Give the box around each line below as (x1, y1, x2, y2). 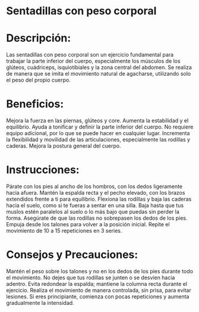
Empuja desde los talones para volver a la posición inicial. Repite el (6, 221, 170, 227)
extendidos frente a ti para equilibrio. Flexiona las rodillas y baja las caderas (6, 195, 192, 202)
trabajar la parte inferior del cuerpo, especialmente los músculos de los (6, 58, 181, 65)
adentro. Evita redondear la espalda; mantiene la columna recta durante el (6, 280, 188, 287)
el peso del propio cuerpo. (6, 76, 71, 84)
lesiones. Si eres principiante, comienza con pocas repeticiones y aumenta (6, 293, 189, 300)
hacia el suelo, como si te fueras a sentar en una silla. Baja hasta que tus (6, 202, 184, 209)
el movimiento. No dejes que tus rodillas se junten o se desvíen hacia (6, 274, 175, 281)
